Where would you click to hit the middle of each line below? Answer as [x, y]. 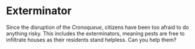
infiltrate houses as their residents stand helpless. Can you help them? [91, 40]
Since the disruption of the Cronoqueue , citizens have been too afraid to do [98, 27]
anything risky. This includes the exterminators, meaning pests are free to [95, 33]
